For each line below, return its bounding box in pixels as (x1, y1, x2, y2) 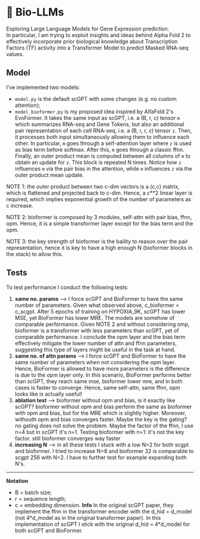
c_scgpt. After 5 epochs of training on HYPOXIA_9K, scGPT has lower (14, 307, 186, 315)
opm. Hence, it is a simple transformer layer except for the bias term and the (6, 220, 193, 227)
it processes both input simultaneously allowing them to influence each (14, 133, 190, 140)
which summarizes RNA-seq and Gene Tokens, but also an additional (14, 121, 185, 128)
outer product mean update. (14, 171, 85, 178)
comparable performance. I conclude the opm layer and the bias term (14, 333, 186, 340)
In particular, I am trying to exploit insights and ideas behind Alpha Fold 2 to (6, 31, 191, 38)
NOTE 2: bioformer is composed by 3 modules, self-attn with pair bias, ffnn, (6, 213, 192, 220)
